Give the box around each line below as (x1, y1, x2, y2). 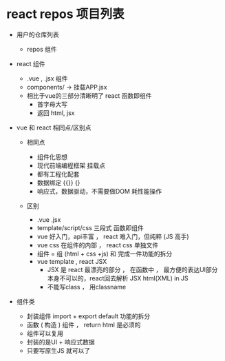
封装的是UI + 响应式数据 (26, 338, 95, 346)
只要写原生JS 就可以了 (26, 346, 91, 355)
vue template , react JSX (36, 257, 107, 265)
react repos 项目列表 (6, 6, 125, 22)
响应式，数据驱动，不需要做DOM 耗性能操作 (36, 187, 162, 195)
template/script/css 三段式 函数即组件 (36, 223, 144, 231)
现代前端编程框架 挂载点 (36, 161, 106, 169)
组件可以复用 (26, 329, 63, 338)
